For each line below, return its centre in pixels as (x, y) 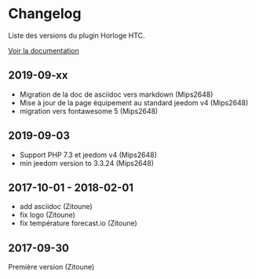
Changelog (45, 14)
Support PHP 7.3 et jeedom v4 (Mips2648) (88, 155)
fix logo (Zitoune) (48, 215)
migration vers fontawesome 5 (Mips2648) (89, 111)
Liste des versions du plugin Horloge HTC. (77, 35)
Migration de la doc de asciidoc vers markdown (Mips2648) (116, 94)
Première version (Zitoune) (51, 267)
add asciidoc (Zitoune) (56, 207)
